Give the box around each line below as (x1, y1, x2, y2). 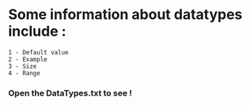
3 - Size (8, 62, 37, 70)
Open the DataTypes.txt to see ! (8, 87, 133, 98)
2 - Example (8, 55, 47, 63)
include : (8, 22, 66, 40)
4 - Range (8, 69, 41, 77)
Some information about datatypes (8, 6, 243, 24)
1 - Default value (8, 48, 69, 56)
